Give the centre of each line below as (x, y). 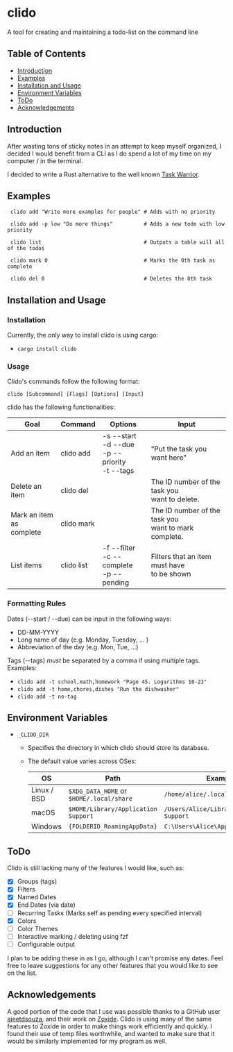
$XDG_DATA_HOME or (97, 791)
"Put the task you (179, 449)
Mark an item (32, 515)
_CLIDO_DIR (33, 735)
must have (168, 565)
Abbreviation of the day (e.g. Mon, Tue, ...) (78, 646)
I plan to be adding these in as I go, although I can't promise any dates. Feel (115, 958)
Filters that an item (181, 557)
